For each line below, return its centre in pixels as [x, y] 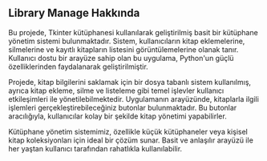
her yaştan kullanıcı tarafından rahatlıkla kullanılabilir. [95, 148]
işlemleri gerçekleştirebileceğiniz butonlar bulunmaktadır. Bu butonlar [123, 107]
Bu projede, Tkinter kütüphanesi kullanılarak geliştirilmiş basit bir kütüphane [133, 32]
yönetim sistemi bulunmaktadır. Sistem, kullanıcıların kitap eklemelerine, [127, 41]
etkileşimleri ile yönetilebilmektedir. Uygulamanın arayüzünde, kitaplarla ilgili [133, 99]
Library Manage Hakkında [74, 13]
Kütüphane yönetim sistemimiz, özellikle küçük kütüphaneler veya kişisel [128, 131]
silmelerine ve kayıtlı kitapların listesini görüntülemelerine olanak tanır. [123, 49]
